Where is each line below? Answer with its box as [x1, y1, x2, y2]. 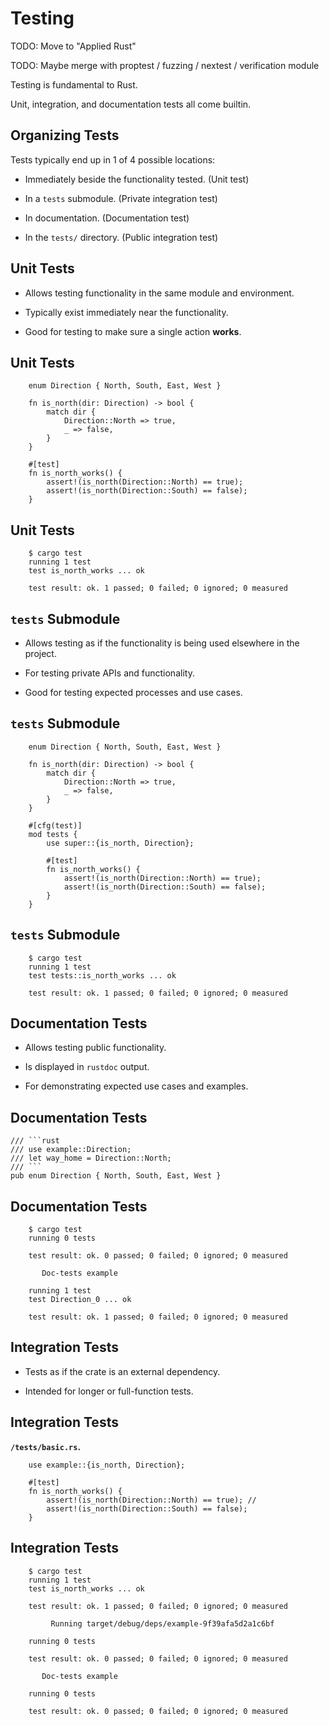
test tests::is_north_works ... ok [28, 970, 177, 981]
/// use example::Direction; [10, 1145, 132, 1155]
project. [24, 648, 57, 659]
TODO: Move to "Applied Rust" [10, 40, 137, 52]
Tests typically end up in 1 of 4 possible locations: [10, 153, 216, 166]
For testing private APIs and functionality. [24, 667, 195, 679]
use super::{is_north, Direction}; [46, 838, 195, 848]
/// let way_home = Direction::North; [10, 1153, 172, 1164]
